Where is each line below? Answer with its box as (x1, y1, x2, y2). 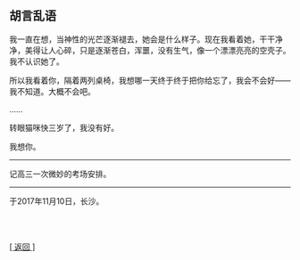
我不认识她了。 (9, 56, 64, 67)
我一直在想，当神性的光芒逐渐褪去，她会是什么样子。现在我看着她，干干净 (9, 34, 283, 45)
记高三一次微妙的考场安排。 (9, 168, 112, 179)
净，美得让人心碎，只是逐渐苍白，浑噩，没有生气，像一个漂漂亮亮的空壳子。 (9, 45, 291, 55)
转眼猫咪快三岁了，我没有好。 (9, 122, 119, 133)
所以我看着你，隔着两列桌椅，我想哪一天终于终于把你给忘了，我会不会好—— (9, 75, 291, 85)
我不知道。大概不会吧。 (9, 85, 96, 96)
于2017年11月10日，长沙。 (9, 195, 104, 207)
